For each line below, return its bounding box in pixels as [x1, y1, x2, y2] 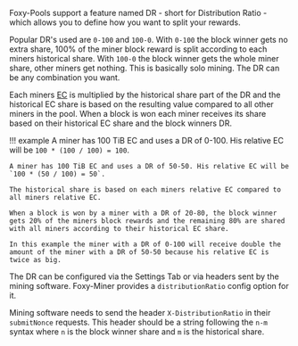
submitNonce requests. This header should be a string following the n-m [9, 317, 268, 327]
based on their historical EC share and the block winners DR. [9, 118, 232, 128]
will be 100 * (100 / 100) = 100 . [9, 144, 129, 155]
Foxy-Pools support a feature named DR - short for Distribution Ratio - [9, 8, 268, 18]
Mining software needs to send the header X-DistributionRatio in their [9, 308, 271, 317]
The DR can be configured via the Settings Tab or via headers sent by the [9, 271, 279, 282]
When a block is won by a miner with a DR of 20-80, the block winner [9, 209, 277, 218]
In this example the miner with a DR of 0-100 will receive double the [9, 240, 281, 249]
